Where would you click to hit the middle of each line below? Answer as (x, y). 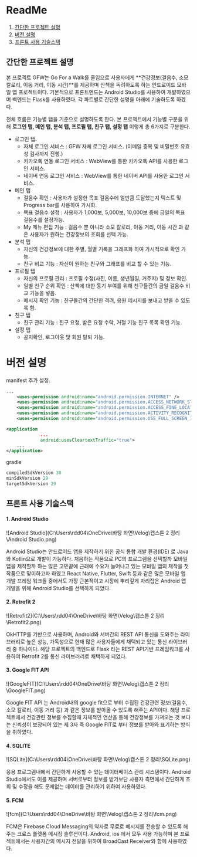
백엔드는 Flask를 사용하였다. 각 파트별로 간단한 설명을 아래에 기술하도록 (94, 99)
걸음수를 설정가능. (44, 219)
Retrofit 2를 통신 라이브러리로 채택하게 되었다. (74, 656)
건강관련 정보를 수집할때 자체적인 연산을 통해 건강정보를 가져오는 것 (103, 717)
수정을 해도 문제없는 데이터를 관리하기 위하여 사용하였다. (83, 787)
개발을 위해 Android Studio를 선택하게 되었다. (59, 588)
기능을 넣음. (43, 293)
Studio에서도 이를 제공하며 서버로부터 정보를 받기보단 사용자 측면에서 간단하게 (95, 779)
